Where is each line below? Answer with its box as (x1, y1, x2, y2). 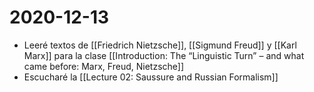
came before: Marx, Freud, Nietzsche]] (23, 60, 185, 72)
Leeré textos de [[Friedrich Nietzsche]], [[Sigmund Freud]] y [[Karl (23, 39, 297, 51)
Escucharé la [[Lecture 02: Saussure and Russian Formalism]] (23, 71, 279, 83)
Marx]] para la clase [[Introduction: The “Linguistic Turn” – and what (23, 49, 305, 61)
